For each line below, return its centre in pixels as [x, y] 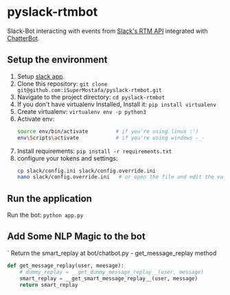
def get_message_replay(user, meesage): [66, 265]
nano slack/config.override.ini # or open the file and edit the [115, 177]
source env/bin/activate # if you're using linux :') [108, 131]
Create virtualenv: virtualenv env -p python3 [81, 111]
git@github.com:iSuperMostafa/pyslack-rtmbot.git [90, 90]
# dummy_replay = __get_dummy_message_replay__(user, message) [112, 272]
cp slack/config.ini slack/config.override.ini [86, 171]
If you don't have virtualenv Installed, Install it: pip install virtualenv [116, 104]
